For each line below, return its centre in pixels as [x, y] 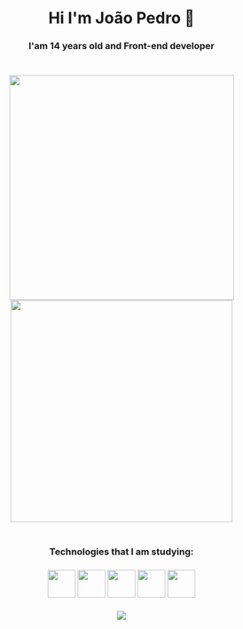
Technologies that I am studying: [121, 552]
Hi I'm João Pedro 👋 [121, 18]
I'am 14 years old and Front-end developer [121, 46]
